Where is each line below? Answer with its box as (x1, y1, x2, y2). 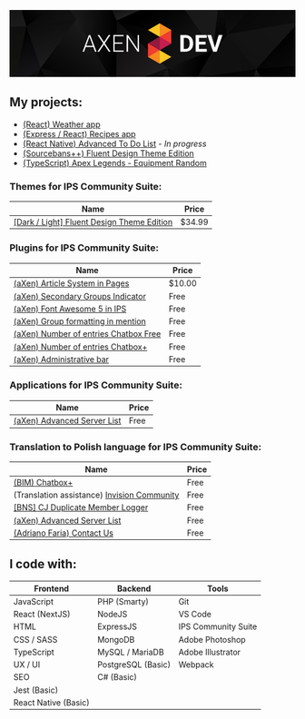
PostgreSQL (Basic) (96, 659, 171, 670)
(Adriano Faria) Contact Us (13, 527, 114, 538)
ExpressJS (96, 621, 138, 632)
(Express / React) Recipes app (22, 128, 136, 139)
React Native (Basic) (13, 696, 90, 708)
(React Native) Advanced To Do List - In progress (22, 138, 207, 149)
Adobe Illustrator (178, 646, 241, 657)
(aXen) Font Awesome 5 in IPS (13, 303, 127, 314)
